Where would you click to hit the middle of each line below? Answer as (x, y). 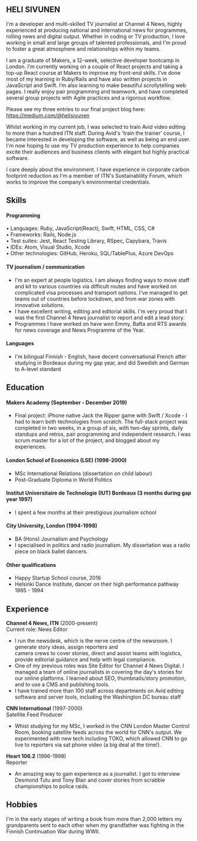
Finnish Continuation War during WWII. (53, 831)
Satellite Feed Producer (34, 715)
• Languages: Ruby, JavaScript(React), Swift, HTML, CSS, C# (80, 228)
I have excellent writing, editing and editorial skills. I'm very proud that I (101, 311)
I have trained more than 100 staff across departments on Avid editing (99, 691)
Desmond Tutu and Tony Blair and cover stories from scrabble (90, 780)
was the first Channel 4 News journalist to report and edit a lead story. (100, 318)
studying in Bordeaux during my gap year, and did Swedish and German (102, 363)
